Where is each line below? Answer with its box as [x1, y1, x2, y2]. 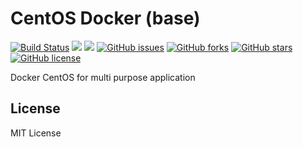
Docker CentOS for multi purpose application [10, 71, 196, 83]
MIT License [10, 127, 62, 139]
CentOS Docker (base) [10, 7, 201, 30]
